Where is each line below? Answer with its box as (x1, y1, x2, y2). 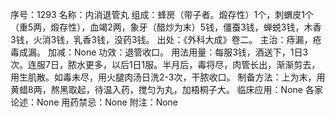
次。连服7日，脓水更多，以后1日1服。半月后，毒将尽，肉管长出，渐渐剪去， (10, 59, 321, 70)
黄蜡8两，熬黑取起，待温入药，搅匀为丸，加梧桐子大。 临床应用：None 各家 (10, 84, 323, 95)
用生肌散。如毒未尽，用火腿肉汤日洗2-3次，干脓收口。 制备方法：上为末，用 (10, 71, 326, 83)
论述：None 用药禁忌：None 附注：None (10, 96, 179, 108)
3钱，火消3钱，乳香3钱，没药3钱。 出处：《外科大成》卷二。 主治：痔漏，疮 (10, 34, 322, 45)
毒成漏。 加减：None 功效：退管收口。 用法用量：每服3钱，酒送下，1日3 (10, 46, 309, 58)
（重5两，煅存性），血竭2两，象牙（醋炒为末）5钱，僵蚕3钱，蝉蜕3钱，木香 (10, 21, 322, 33)
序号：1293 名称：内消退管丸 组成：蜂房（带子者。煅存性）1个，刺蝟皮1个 (10, 9, 314, 20)
